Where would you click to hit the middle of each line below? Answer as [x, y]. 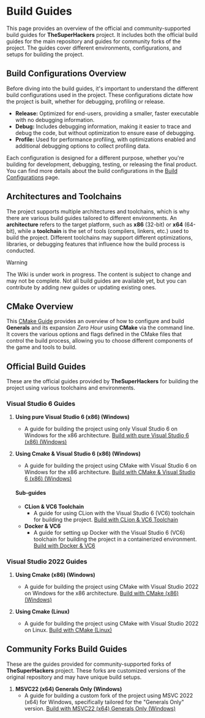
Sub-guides [31, 493]
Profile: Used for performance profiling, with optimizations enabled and [105, 139]
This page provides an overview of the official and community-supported [99, 28]
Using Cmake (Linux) [43, 611]
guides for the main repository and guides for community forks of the [94, 41]
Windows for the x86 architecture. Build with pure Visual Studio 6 [107, 435]
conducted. [21, 250]
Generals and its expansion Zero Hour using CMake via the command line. [100, 328]
